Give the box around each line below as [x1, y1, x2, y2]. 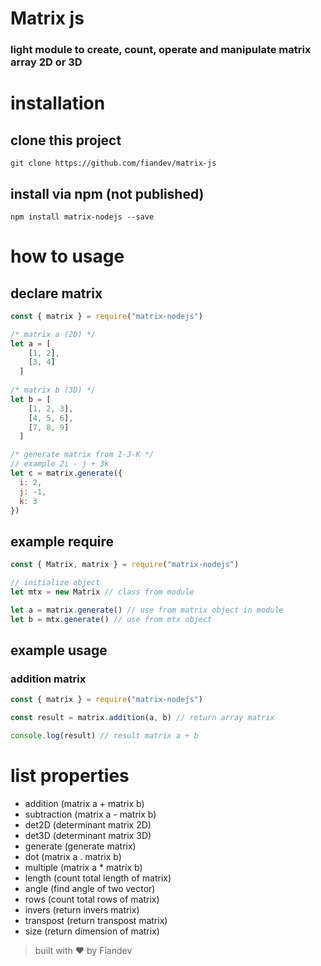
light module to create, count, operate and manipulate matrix [10, 43, 312, 57]
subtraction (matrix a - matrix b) [24, 808, 157, 820]
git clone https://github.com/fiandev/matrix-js [10, 158, 217, 169]
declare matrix [10, 285, 103, 302]
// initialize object [10, 578, 101, 588]
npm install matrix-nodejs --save [10, 212, 155, 222]
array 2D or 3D [10, 55, 83, 69]
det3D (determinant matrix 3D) [24, 829, 152, 841]
